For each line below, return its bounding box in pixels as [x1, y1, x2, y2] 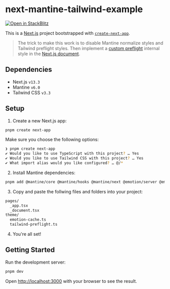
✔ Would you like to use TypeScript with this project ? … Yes [5, 151, 139, 156]
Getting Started [5, 245, 55, 254]
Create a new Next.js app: [12, 117, 67, 123]
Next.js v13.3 [12, 78, 40, 85]
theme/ [5, 213, 19, 218]
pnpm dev [5, 269, 24, 274]
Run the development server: [5, 259, 66, 265]
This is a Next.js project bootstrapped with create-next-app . [5, 30, 131, 36]
